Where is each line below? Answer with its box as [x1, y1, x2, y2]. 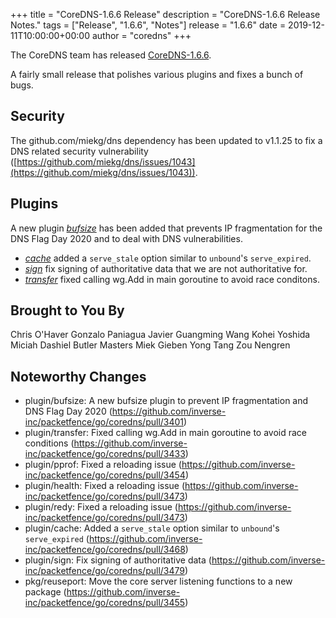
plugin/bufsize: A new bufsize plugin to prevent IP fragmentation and [24, 395, 309, 407]
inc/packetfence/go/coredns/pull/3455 [24, 597, 186, 609]
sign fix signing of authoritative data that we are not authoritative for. [24, 262, 308, 274]
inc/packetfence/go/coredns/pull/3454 [24, 469, 186, 481]
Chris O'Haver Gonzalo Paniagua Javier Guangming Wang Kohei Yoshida [10, 329, 311, 341]
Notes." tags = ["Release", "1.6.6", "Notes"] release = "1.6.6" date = [10, 19, 287, 31]
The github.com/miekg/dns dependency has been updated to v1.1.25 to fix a [10, 134, 323, 146]
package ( [24, 586, 67, 598]
